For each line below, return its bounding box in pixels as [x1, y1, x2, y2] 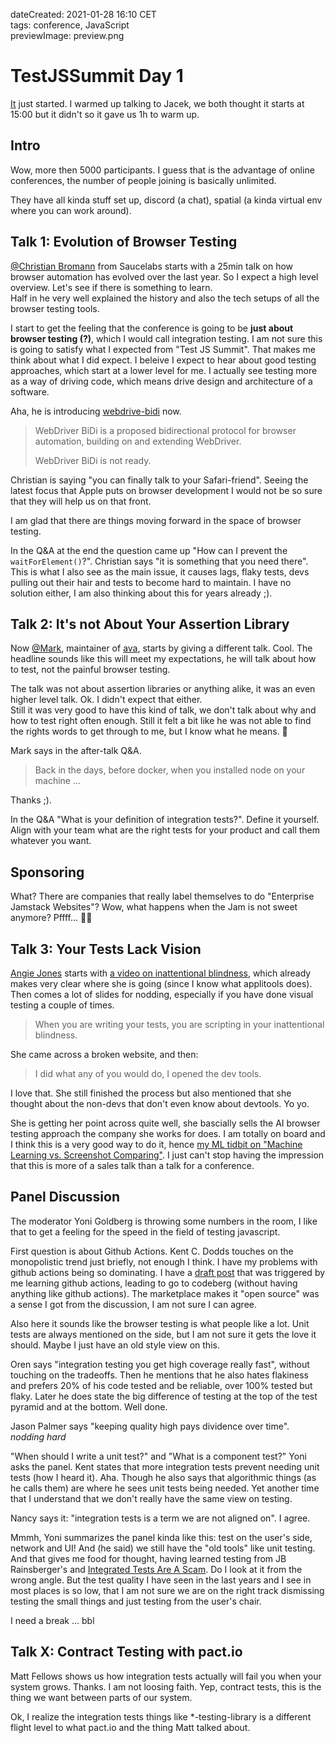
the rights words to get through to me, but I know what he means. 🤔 [10, 725, 288, 738]
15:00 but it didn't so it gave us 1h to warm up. [10, 108, 200, 120]
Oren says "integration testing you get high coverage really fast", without [10, 1358, 310, 1370]
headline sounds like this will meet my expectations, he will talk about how [10, 653, 317, 665]
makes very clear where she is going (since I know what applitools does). [10, 978, 313, 989]
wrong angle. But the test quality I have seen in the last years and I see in [10, 1574, 312, 1586]
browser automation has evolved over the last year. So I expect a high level [10, 270, 319, 283]
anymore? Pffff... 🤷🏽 [10, 912, 93, 924]
